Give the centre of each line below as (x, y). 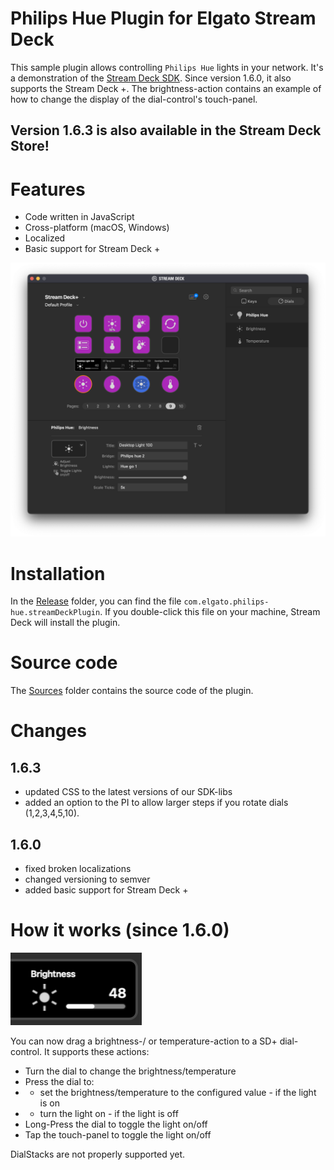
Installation (58, 573)
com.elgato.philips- (226, 602)
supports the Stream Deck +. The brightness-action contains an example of (166, 88)
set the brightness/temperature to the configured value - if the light (178, 1092)
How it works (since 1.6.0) (120, 930)
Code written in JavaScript (79, 217)
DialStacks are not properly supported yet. (98, 1154)
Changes (48, 731)
